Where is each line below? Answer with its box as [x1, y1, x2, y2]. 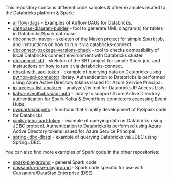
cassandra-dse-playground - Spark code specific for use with [12, 165, 144, 170]
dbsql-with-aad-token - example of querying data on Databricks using [12, 69, 161, 75]
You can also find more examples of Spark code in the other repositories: [5, 149, 160, 155]
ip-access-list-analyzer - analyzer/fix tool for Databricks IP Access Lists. [12, 85, 166, 91]
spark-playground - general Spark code [12, 159, 97, 165]
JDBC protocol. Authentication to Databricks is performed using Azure [12, 123, 161, 129]
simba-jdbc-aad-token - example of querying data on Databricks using [12, 118, 163, 123]
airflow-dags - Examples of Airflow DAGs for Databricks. [12, 20, 132, 26]
